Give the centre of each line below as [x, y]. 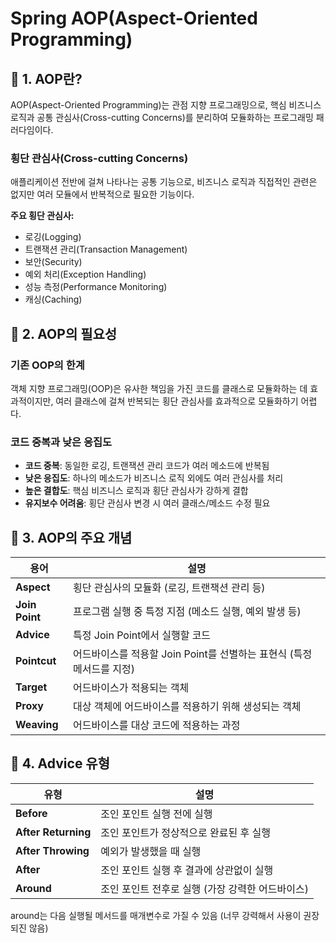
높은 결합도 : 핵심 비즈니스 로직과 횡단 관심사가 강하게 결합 [136, 491]
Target [31, 687]
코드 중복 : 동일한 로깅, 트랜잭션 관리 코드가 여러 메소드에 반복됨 [147, 466]
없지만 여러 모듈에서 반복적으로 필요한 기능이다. [102, 194]
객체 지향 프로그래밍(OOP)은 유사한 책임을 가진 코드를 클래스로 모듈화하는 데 [159, 388]
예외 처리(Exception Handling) [85, 274]
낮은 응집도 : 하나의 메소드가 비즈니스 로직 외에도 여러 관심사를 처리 [154, 478]
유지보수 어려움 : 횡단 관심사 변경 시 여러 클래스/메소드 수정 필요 [147, 503]
